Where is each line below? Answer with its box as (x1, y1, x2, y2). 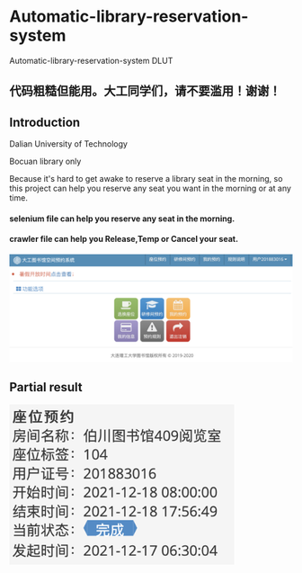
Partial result (9, 380, 83, 395)
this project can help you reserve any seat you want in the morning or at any (9, 183, 292, 194)
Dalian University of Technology (9, 139, 129, 149)
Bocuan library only (9, 156, 82, 167)
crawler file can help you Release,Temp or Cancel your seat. (9, 234, 239, 245)
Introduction (9, 114, 81, 130)
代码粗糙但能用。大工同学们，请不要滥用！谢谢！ (9, 84, 281, 99)
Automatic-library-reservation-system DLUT (9, 55, 173, 66)
